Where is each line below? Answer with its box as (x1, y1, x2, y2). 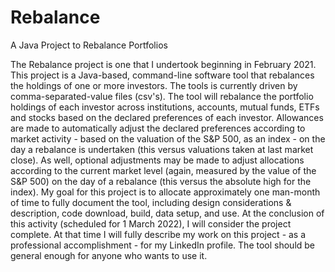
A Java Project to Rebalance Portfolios (10, 39, 168, 51)
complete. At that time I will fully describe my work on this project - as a (10, 228, 307, 240)
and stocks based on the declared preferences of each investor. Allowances (10, 111, 324, 123)
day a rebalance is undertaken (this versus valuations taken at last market (10, 143, 314, 155)
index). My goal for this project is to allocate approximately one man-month (10, 186, 321, 198)
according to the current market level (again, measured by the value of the (10, 164, 317, 176)
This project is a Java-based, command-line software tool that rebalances (10, 69, 315, 81)
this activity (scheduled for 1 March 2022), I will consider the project (10, 217, 292, 230)
